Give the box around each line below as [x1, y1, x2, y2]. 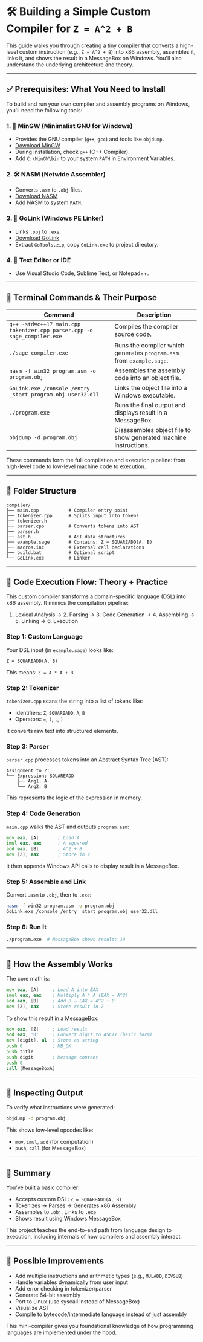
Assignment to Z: [6, 768, 50, 774]
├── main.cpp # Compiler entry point [6, 507, 129, 514]
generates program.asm [114, 349, 179, 357]
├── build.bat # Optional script [6, 549, 115, 556]
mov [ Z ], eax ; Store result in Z [6, 1004, 104, 1010]
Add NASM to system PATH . [14, 199, 83, 206]
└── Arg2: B [17, 784, 47, 790]
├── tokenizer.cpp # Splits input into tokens [6, 512, 139, 518]
